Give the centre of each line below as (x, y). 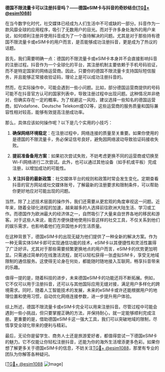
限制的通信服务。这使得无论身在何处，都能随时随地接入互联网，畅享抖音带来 (82, 261)
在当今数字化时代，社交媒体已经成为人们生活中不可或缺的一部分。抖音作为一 (82, 23)
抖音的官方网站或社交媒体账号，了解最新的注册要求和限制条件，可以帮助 (85, 185)
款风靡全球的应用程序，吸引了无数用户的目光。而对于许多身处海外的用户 (78, 30)
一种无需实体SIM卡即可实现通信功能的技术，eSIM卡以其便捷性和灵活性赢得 (81, 243)
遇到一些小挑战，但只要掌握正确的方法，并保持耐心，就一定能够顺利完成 (78, 313)
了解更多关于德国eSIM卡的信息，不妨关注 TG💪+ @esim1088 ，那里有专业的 (84, 348)
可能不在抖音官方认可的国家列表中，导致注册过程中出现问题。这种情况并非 (80, 94)
